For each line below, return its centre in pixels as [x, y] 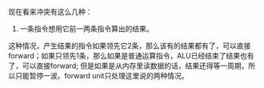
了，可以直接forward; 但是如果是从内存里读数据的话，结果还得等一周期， [128, 66]
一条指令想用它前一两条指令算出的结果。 [86, 29]
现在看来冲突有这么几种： [50, 12]
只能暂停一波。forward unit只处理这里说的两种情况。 [102, 76]
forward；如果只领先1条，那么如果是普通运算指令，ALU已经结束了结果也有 [131, 56]
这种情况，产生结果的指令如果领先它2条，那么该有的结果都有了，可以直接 [130, 46]
